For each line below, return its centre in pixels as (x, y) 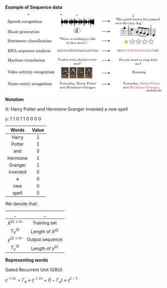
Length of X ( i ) (45, 231)
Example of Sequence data (34, 7)
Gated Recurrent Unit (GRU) (34, 269)
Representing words (27, 260)
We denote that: (22, 204)
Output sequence (45, 239)
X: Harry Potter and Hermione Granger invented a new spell (67, 109)
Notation (14, 99)
